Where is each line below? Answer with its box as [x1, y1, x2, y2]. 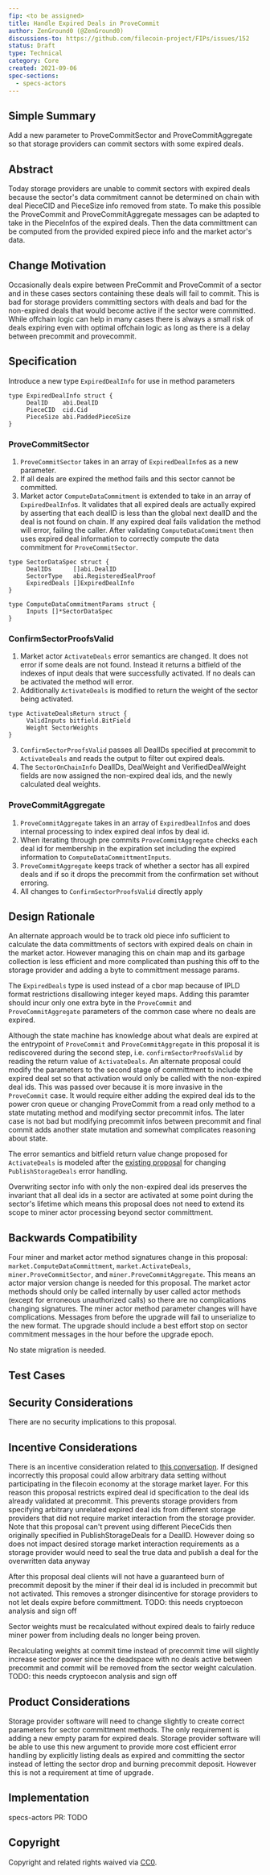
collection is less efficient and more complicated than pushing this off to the [8, 957, 260, 967]
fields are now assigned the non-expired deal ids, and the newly [19, 771, 233, 780]
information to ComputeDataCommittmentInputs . [19, 852, 172, 862]
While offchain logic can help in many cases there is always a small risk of [8, 314, 254, 323]
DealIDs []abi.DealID [26, 565, 117, 573]
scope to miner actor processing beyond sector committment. [8, 1208, 214, 1217]
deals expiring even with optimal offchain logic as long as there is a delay [8, 322, 251, 332]
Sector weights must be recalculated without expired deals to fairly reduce [8, 1622, 256, 1632]
